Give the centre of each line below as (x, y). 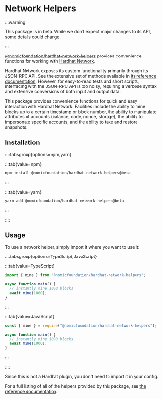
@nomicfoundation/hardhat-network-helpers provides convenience (73, 56)
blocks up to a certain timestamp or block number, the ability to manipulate (81, 112)
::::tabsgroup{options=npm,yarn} (39, 154)
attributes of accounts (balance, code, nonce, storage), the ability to (74, 116)
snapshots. (16, 127)
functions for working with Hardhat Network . (50, 61)
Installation (23, 143)
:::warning (15, 22)
